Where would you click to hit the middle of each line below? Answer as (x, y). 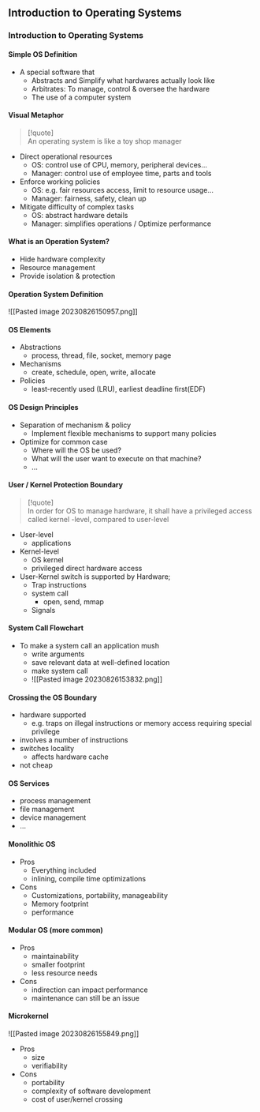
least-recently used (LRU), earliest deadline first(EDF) (119, 389)
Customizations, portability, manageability (99, 895)
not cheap (36, 765)
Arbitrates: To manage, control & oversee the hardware (121, 88)
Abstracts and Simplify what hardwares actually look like (123, 80)
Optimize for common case (63, 441)
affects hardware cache (70, 757)
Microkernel (28, 1016)
